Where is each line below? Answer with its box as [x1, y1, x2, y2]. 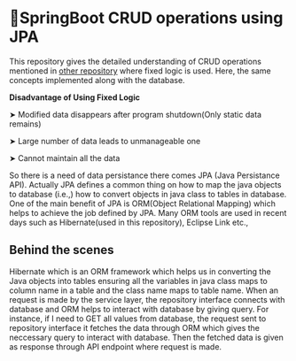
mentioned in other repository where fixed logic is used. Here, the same [9, 65, 272, 76]
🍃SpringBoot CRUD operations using [9, 8, 284, 28]
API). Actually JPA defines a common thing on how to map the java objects [9, 179, 282, 189]
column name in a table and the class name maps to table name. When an [9, 285, 279, 296]
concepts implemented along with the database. [9, 74, 185, 85]
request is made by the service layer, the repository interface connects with [9, 294, 285, 304]
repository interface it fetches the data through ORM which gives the [9, 322, 260, 333]
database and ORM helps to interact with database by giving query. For [9, 303, 269, 314]
